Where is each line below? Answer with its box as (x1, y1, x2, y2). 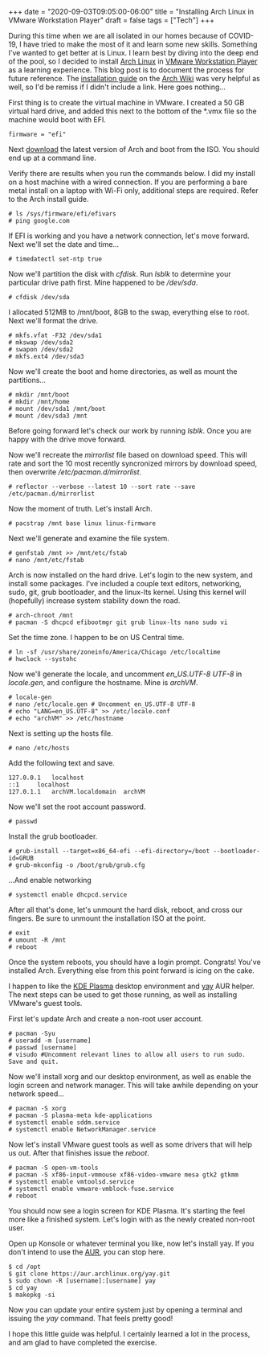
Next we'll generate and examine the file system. (8, 534, 170, 543)
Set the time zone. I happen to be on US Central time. (8, 633, 185, 642)
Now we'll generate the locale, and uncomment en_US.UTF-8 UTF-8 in (8, 669, 243, 679)
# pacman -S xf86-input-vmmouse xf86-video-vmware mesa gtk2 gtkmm (8, 1171, 239, 1179)
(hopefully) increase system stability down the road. (8, 596, 181, 606)
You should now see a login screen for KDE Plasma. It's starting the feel (8, 1206, 246, 1215)
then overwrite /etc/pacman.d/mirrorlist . (8, 467, 142, 477)
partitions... (8, 376, 47, 384)
